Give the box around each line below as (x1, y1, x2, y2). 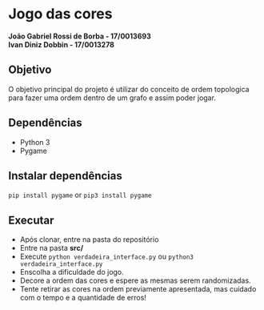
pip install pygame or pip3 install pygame (8, 190, 152, 200)
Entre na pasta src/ (19, 244, 84, 253)
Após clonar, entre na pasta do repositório (19, 235, 159, 244)
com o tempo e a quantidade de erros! (19, 293, 146, 303)
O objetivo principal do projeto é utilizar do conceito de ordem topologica (8, 84, 250, 94)
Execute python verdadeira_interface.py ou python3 (19, 252, 194, 261)
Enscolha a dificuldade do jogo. (19, 268, 124, 277)
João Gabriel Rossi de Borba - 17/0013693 (8, 31, 152, 41)
